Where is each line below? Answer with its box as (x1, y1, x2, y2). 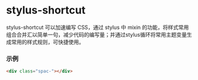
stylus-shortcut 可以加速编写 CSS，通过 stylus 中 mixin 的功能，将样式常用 (6, 24, 189, 31)
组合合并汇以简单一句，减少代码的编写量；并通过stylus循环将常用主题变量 (6, 31, 187, 38)
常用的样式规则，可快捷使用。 (11, 38, 84, 45)
